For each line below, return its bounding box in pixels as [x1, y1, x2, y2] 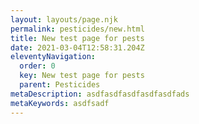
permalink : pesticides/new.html [10, 24, 145, 34]
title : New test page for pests [10, 33, 145, 43]
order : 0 [19, 61, 56, 71]
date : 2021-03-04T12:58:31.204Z [10, 42, 145, 53]
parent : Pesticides [19, 80, 101, 90]
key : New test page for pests [19, 71, 145, 81]
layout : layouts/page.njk [10, 14, 118, 25]
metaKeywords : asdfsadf [10, 98, 110, 108]
